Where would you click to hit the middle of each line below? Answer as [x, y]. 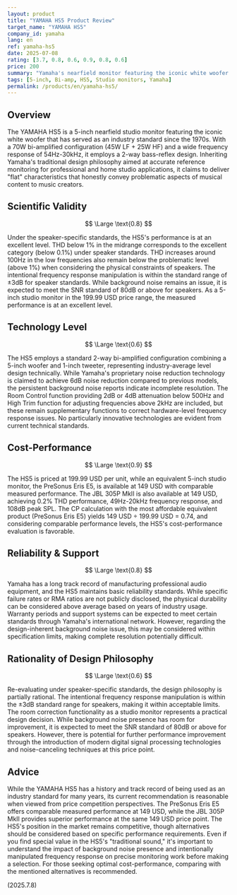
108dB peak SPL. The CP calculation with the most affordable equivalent [112, 508]
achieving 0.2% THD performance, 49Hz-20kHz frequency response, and [115, 501]
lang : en [20, 40]
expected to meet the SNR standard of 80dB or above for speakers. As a [113, 290]
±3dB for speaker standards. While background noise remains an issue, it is [117, 282]
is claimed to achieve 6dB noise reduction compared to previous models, [113, 380]
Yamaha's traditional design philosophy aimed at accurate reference [107, 162]
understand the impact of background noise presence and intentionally [110, 848]
